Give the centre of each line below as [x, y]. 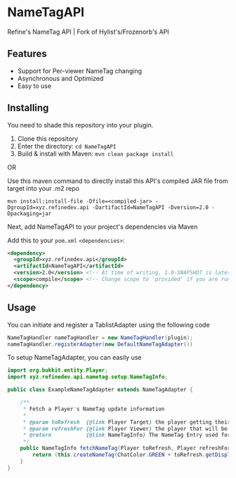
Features [27, 54]
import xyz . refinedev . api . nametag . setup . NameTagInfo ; [88, 377]
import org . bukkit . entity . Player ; [58, 370]
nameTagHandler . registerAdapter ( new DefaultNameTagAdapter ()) [100, 344]
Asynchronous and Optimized [60, 78]
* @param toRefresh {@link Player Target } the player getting [117, 422]
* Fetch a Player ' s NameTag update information [94, 409]
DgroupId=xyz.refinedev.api [48, 207]
